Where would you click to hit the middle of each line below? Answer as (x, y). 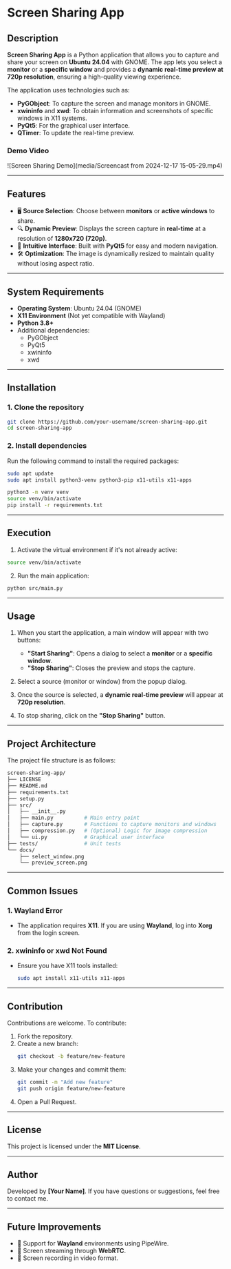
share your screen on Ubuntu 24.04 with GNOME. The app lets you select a (114, 62)
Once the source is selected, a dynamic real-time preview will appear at (120, 695)
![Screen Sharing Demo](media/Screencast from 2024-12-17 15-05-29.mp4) (115, 166)
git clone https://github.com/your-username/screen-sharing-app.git (107, 422)
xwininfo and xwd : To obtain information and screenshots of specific (115, 111)
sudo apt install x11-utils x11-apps (71, 978)
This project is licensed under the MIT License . (74, 1146)
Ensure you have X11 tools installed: (67, 966)
